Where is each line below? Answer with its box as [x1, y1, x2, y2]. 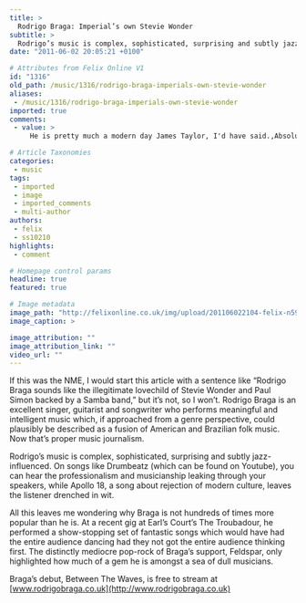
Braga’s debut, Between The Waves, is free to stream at [9, 574, 219, 585]
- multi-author [13, 207, 71, 217]
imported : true [9, 106, 67, 115]
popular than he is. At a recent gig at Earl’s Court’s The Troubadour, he [9, 517, 273, 528]
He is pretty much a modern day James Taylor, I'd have [29, 131, 247, 141]
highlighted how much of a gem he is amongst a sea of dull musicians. [9, 556, 274, 567]
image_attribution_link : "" [9, 341, 117, 351]
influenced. [9, 461, 52, 472]
